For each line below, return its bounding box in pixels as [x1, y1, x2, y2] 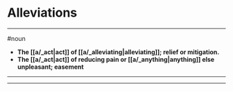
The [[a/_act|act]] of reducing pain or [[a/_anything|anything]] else [17, 55, 215, 63]
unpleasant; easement [17, 63, 85, 71]
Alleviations [7, 5, 78, 21]
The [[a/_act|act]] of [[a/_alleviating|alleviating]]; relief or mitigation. [17, 47, 220, 56]
